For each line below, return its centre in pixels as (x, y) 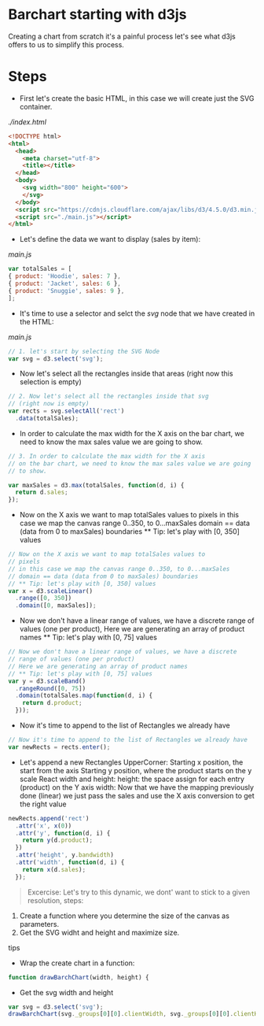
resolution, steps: (55, 900)
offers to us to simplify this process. (66, 44)
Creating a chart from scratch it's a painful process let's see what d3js (122, 36)
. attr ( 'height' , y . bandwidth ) (64, 855)
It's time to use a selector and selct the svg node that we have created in (137, 313)
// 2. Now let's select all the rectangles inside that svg (109, 396)
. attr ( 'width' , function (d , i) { (70, 862)
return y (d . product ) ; (57, 840)
